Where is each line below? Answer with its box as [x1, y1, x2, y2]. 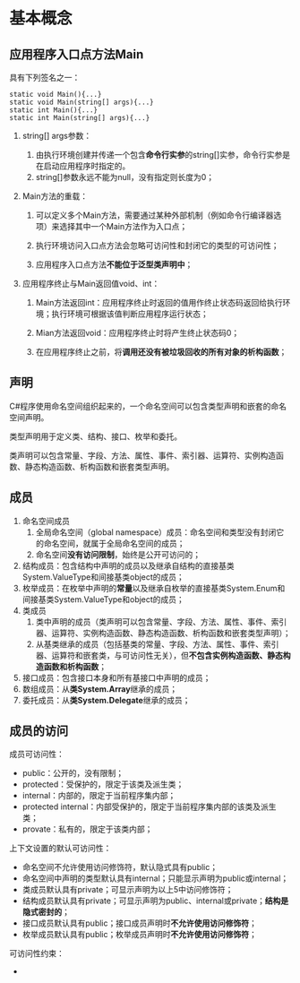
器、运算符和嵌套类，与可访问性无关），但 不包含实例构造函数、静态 [35, 650, 284, 660]
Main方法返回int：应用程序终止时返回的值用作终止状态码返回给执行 [35, 297, 284, 307]
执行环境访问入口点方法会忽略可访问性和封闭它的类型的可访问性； [35, 240, 279, 251]
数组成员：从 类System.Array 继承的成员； [21, 683, 178, 694]
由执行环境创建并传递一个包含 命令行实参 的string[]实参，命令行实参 [35, 150, 283, 160]
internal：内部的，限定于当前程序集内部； [21, 790, 176, 801]
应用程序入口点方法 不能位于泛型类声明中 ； [35, 259, 193, 270]
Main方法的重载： [21, 191, 88, 202]
